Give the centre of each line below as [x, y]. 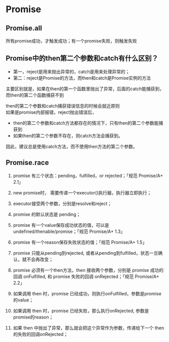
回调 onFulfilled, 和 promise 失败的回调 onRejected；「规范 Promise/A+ [86, 276]
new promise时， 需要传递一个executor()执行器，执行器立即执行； [82, 193]
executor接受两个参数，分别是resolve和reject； [62, 203]
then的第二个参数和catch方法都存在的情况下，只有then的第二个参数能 [86, 123]
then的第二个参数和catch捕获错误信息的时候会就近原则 [63, 106]
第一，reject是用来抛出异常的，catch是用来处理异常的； [71, 72]
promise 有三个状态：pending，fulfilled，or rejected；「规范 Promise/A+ [88, 176]
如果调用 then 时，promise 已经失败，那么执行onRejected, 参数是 [81, 311]
